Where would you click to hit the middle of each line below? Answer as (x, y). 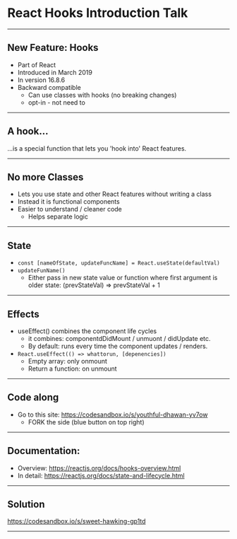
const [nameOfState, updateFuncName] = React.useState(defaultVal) (119, 263)
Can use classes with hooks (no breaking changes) (102, 95)
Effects (24, 314)
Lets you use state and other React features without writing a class (114, 194)
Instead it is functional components (68, 202)
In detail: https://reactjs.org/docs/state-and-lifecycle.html (101, 475)
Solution (26, 505)
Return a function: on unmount (73, 369)
